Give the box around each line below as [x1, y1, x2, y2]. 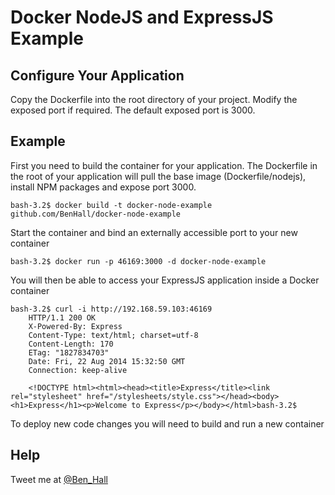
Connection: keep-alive [28, 365, 128, 375]
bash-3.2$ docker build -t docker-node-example [10, 200, 213, 210]
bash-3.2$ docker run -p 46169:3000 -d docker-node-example [10, 256, 267, 266]
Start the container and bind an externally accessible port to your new [10, 226, 298, 238]
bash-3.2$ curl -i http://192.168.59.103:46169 [10, 304, 213, 314]
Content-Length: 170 [28, 339, 114, 349]
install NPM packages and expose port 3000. [10, 181, 197, 193]
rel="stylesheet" [10, 391, 83, 401]
